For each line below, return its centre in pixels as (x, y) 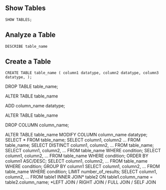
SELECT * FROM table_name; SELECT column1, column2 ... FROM (73, 140)
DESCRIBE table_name (27, 46)
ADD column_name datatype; (35, 106)
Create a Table (28, 62)
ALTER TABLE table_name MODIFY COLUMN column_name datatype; (76, 135)
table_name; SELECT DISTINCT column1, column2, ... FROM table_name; (80, 145)
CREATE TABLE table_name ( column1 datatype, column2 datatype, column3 (82, 73)
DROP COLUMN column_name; (37, 125)
